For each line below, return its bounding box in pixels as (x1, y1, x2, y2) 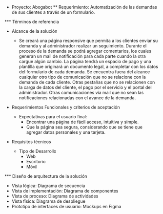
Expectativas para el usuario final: (19, 114, 87, 119)
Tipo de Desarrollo (19, 149, 57, 154)
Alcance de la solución (11, 28, 58, 34)
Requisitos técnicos (11, 139, 51, 145)
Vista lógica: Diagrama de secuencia (11, 183, 85, 189)
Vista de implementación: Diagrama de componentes (11, 188, 119, 193)
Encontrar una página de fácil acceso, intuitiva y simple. (26, 119, 139, 125)
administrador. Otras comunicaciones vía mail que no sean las (19, 90, 144, 95)
